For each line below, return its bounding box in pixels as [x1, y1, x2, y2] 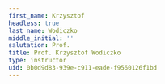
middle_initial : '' [8, 34, 74, 42]
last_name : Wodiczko [8, 26, 78, 34]
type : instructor [8, 57, 67, 65]
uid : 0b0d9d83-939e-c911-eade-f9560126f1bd [8, 64, 158, 72]
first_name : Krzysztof [8, 11, 85, 20]
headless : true [8, 19, 60, 27]
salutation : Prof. [8, 42, 70, 50]
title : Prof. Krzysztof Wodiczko [8, 49, 121, 57]
